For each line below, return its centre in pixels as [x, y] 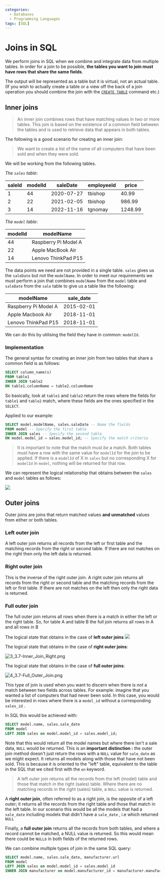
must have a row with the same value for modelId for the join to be [84, 453]
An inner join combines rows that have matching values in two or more [88, 119]
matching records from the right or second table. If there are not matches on [82, 549]
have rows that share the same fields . [44, 72]
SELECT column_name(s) [28, 372]
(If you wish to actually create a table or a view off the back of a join [74, 87]
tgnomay [98, 210]
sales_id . [15, 706]
